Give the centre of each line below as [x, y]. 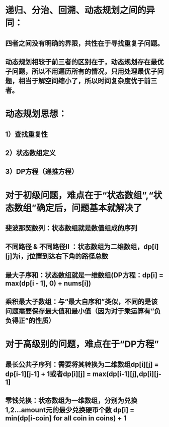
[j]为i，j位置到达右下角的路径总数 [57, 256]
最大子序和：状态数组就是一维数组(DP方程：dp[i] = [84, 275]
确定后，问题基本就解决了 [89, 208]
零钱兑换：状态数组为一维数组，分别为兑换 [71, 400]
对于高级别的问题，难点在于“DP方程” [82, 344]
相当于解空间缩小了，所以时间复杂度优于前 [84, 81]
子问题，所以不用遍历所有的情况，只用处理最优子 [81, 71]
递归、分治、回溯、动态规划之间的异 [80, 10]
